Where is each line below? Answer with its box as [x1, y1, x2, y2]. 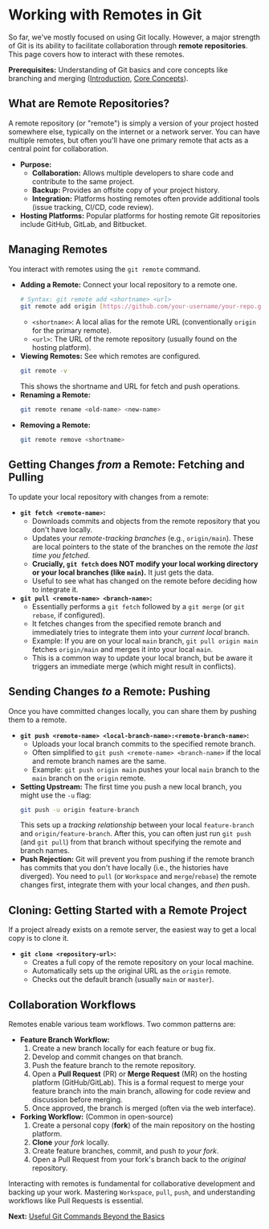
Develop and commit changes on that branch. [31, 1052, 183, 1062]
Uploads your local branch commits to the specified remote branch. [31, 739, 256, 749]
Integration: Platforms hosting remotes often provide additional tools [31, 193, 259, 203]
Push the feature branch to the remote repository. [31, 1061, 197, 1070]
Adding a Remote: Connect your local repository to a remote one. [19, 279, 238, 289]
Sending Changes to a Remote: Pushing [8, 685, 211, 699]
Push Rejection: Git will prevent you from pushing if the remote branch [19, 855, 255, 864]
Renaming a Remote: [19, 390, 91, 400]
